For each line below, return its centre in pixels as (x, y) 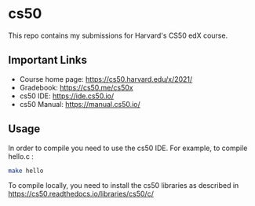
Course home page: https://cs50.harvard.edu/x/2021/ (106, 79)
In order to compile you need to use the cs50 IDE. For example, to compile (128, 148)
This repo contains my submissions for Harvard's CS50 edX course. (118, 35)
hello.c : (21, 156)
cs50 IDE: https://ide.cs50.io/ (67, 96)
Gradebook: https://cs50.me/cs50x (76, 87)
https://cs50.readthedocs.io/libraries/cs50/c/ (81, 194)
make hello (26, 171)
